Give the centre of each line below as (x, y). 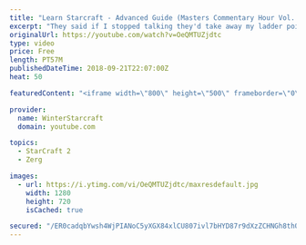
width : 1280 (48, 193)
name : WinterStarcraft (61, 118)
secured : (26, 226)
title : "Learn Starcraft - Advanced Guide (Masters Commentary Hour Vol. (153, 18)
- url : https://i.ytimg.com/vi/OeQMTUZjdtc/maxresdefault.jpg (138, 184)
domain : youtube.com (56, 127)
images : (24, 176)
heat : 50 (26, 77)
